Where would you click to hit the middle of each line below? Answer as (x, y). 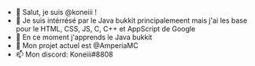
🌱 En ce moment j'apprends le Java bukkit (84, 37)
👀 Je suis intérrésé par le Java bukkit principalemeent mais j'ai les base (131, 20)
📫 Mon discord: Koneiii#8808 (64, 54)
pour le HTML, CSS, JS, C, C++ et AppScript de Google (105, 29)
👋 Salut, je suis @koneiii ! (56, 12)
